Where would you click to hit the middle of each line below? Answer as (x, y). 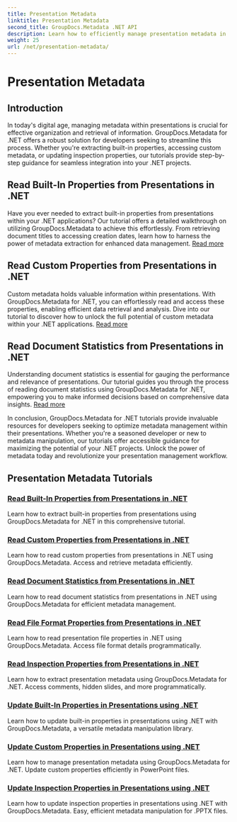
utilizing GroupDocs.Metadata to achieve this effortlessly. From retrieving (114, 228)
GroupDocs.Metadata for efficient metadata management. (92, 604)
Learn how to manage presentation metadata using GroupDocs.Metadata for (118, 762)
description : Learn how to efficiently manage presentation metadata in (117, 34)
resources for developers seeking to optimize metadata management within (117, 426)
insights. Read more (36, 404)
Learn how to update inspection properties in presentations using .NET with (117, 804)
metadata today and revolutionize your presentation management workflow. (117, 456)
